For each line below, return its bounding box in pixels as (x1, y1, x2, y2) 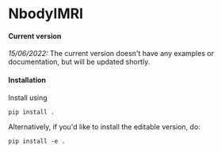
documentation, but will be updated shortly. (8, 57, 151, 67)
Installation (8, 75, 46, 84)
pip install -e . (8, 137, 66, 145)
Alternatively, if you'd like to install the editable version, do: (8, 121, 200, 131)
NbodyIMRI (8, 5, 84, 23)
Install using (8, 92, 48, 103)
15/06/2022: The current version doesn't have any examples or (8, 49, 215, 58)
